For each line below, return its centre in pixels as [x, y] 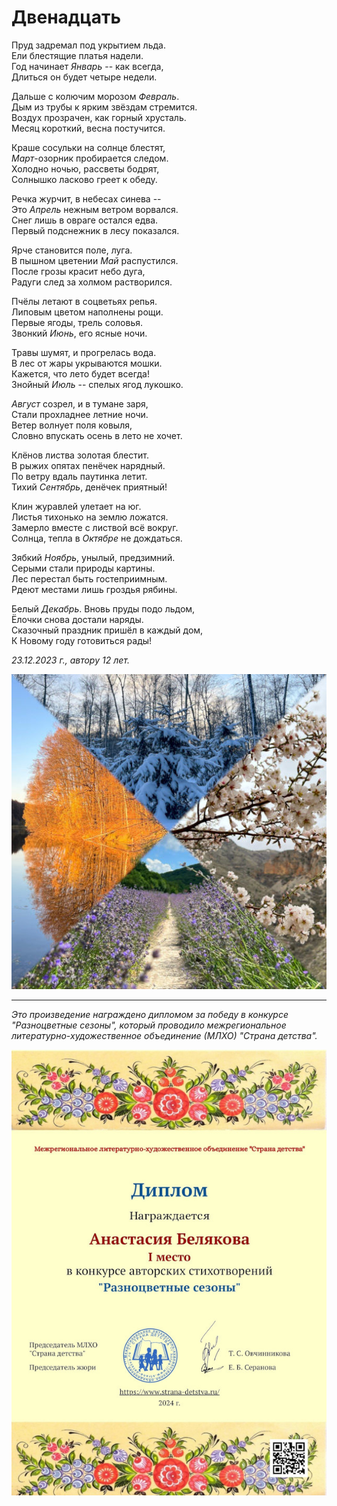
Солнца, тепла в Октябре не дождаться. [97, 538]
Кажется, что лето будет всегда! [81, 373]
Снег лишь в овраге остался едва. [85, 220]
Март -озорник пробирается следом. [90, 158]
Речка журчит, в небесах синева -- [86, 198]
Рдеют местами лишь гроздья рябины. [94, 589]
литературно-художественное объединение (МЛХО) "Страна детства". [164, 1035]
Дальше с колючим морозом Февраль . [95, 96]
